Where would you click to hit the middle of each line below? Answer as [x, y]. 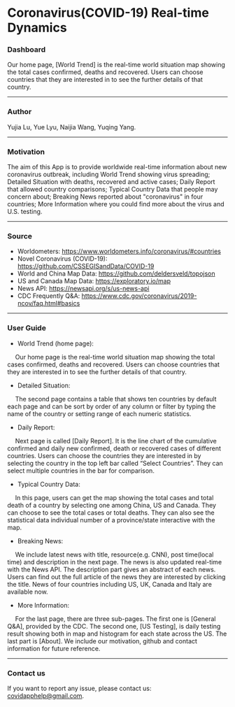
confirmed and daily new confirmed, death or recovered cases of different [114, 448]
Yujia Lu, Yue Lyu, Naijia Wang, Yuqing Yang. [72, 127]
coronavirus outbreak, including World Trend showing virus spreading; [109, 174]
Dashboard [27, 50]
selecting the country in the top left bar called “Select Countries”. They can [115, 463]
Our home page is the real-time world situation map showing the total [115, 357]
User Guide [27, 328]
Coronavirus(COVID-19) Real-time [108, 13]
